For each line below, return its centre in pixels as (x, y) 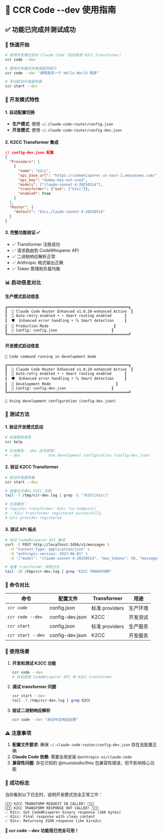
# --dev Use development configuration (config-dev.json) (78, 455)
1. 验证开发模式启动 (24, 427)
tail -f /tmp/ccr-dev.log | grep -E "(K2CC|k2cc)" (57, 496)
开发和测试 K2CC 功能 (34, 663)
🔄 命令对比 (17, 585)
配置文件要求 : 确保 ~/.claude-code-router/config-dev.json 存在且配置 (82, 745)
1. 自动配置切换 (20, 112)
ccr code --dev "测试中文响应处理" (45, 720)
